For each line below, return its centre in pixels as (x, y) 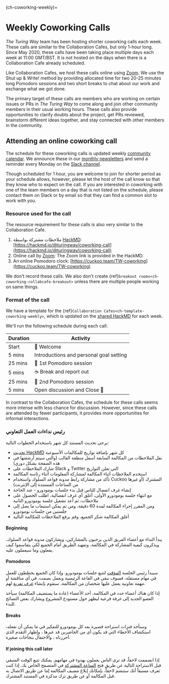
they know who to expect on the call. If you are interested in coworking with (84, 184)
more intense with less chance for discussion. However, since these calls (81, 408)
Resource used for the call (38, 214)
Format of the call (28, 300)
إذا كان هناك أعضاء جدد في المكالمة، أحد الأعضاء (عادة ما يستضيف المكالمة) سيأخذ (83, 593)
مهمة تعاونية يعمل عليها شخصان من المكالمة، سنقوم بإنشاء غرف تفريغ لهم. (75, 583)
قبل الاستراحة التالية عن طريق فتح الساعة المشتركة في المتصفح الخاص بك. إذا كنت (83, 665)
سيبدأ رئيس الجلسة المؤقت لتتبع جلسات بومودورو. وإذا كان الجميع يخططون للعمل (82, 573)
